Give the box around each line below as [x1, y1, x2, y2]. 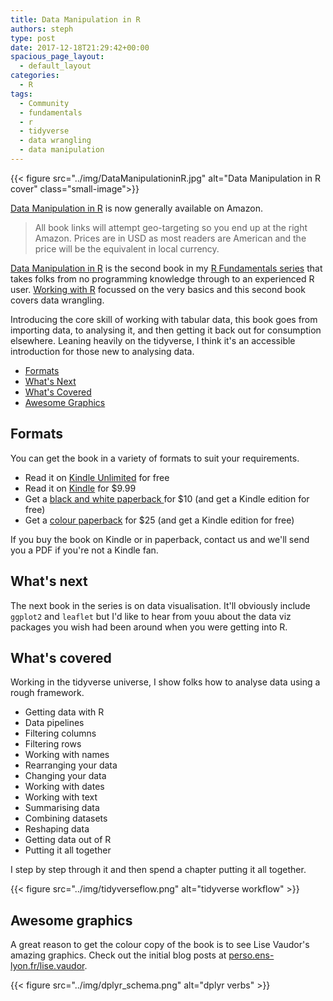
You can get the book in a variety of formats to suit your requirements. [10, 452, 300, 464]
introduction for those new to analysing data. [10, 345, 195, 357]
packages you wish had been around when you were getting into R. [10, 621, 288, 633]
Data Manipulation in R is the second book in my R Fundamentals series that [10, 262, 323, 274]
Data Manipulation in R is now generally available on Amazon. [10, 202, 263, 214]
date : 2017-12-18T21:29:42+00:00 [10, 42, 150, 53]
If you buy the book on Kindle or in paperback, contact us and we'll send [10, 533, 310, 545]
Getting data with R [24, 706, 105, 718]
